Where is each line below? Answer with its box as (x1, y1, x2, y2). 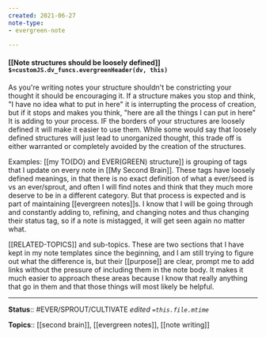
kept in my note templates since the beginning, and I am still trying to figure (8, 247, 254, 258)
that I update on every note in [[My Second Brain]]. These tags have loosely (8, 165, 256, 174)
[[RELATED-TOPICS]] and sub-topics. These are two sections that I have (8, 239, 245, 249)
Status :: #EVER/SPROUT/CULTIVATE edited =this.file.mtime (8, 304, 210, 314)
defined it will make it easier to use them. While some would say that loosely (8, 124, 257, 134)
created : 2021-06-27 (8, 11, 77, 20)
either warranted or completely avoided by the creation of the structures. (8, 141, 246, 151)
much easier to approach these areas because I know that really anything (8, 273, 248, 282)
